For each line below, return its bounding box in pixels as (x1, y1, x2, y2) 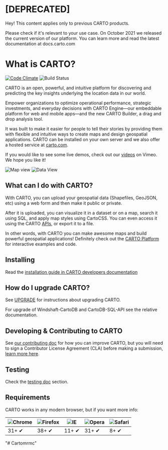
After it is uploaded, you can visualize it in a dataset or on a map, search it (5, 210, 158, 216)
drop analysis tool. (5, 116, 44, 122)
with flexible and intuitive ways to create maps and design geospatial (5, 131, 148, 137)
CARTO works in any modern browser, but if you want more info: (5, 407, 139, 413)
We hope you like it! (5, 157, 46, 163)
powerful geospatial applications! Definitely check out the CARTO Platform (5, 235, 159, 241)
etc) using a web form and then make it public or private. (5, 200, 122, 206)
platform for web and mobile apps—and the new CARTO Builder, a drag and (5, 110, 161, 116)
